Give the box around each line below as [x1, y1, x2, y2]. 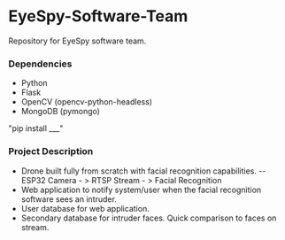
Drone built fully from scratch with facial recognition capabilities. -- [20, 166, 266, 176]
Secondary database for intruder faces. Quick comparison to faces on [20, 213, 277, 223]
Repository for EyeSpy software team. [8, 35, 147, 46]
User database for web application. [20, 203, 150, 213]
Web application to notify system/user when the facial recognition [20, 184, 262, 195]
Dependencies [8, 58, 73, 70]
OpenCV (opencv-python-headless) [20, 97, 152, 107]
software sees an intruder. [20, 193, 117, 205]
